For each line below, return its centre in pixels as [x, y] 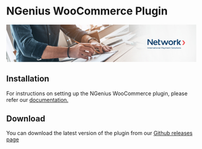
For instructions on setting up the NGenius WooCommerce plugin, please [97, 93]
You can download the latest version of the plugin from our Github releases [99, 133]
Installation [28, 79]
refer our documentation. [37, 100]
